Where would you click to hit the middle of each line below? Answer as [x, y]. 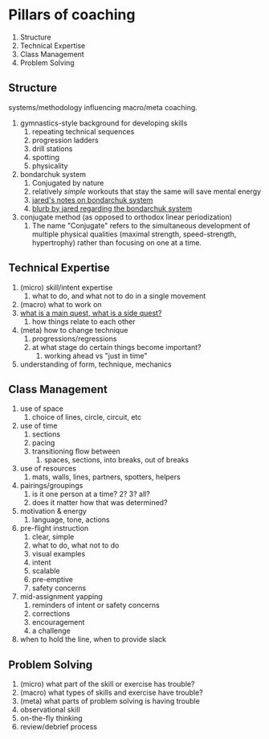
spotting [46, 157]
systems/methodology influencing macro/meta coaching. [103, 107]
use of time [39, 426]
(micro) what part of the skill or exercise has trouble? [107, 684]
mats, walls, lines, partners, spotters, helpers [106, 477]
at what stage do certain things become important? [116, 347]
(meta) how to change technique [74, 330]
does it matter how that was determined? [100, 503]
